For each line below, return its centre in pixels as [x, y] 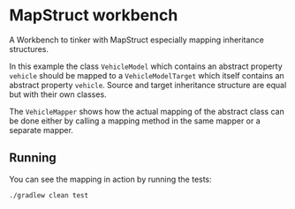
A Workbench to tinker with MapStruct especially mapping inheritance [137, 40]
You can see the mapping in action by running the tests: [110, 179]
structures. [29, 49]
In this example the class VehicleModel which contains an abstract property [146, 66]
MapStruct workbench [94, 15]
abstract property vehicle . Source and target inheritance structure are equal [148, 85]
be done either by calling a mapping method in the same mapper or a [135, 121]
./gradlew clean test [49, 195]
